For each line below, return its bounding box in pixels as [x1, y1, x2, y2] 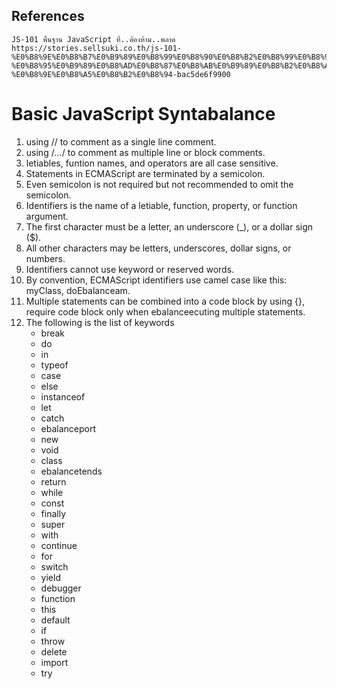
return [40, 475, 67, 488]
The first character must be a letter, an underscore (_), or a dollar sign [25, 220, 314, 233]
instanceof [40, 390, 86, 403]
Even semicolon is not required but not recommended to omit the [25, 178, 294, 190]
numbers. [25, 252, 66, 264]
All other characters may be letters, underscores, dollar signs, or [25, 242, 292, 254]
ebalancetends [40, 465, 103, 477]
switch [40, 560, 69, 573]
